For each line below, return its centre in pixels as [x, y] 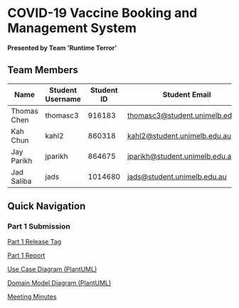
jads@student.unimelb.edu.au [177, 177]
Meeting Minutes [32, 297]
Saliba [21, 181]
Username [63, 99]
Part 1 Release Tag [34, 242]
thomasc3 [62, 115]
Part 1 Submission [39, 226]
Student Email [187, 94]
